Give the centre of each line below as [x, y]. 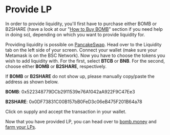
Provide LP [29, 9]
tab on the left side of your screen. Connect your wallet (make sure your [81, 50]
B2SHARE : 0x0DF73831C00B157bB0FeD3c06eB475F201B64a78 [74, 102]
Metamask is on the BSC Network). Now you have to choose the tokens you [85, 55]
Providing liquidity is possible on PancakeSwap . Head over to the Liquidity [83, 44]
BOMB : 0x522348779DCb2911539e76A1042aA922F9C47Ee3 [70, 91]
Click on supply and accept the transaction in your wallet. [66, 111]
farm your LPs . [21, 127]
